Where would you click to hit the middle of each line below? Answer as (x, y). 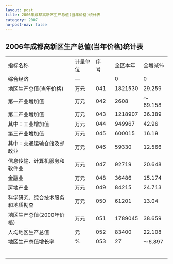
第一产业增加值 (26, 102)
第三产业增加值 (26, 134)
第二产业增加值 (26, 115)
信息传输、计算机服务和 (37, 161)
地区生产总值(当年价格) (36, 89)
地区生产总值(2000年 (34, 215)
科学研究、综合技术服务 (37, 198)
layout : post (19, 10)
